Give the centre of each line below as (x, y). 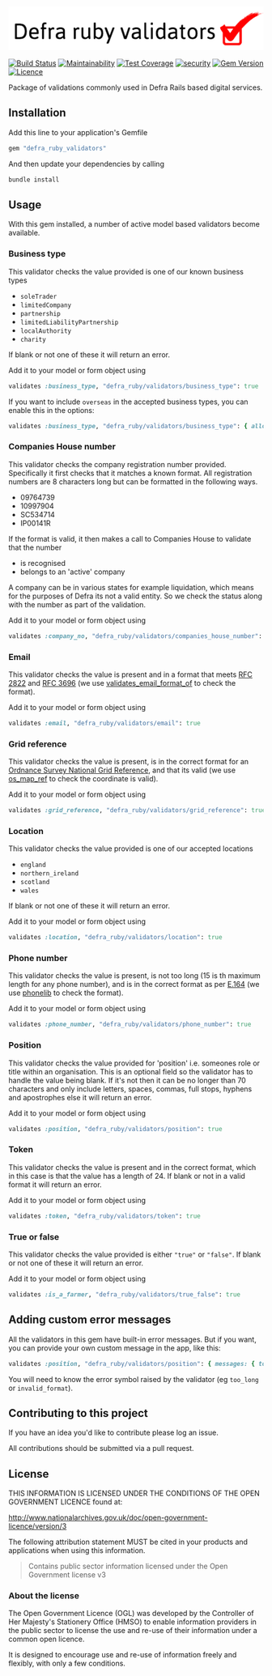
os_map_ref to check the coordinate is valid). (83, 779)
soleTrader (38, 296)
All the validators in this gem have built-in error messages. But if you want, (132, 1339)
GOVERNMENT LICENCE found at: (66, 1502)
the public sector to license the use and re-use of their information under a (133, 1631)
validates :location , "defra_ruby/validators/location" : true (115, 938)
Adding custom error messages (90, 1320)
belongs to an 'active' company (72, 572)
